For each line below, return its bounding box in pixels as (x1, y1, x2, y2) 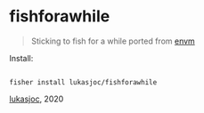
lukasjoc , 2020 (9, 93, 64, 104)
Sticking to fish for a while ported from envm (30, 36, 196, 46)
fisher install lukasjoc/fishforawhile (9, 77, 158, 86)
